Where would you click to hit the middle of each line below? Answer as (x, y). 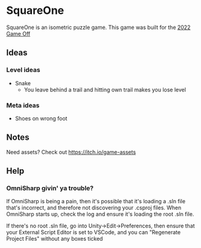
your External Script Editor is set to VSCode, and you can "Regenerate (94, 232)
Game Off (18, 33)
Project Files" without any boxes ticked (55, 239)
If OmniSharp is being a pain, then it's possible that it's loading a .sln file (96, 201)
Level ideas (23, 70)
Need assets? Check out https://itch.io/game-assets (71, 152)
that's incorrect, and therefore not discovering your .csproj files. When (94, 208)
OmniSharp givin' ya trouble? (50, 188)
